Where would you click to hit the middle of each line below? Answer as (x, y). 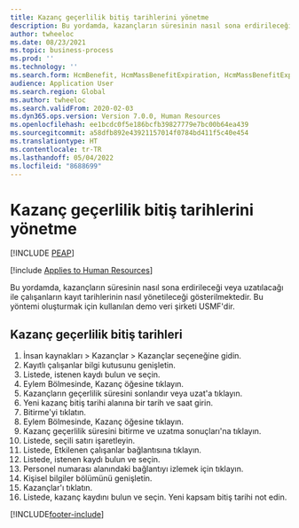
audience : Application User (62, 83)
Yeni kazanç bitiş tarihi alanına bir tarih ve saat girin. (118, 403)
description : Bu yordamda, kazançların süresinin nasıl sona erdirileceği (151, 26)
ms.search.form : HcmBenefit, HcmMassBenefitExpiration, (115, 75)
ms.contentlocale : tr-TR (56, 149)
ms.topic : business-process (62, 51)
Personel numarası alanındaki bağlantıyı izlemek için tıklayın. (133, 469)
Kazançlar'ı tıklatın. (58, 488)
